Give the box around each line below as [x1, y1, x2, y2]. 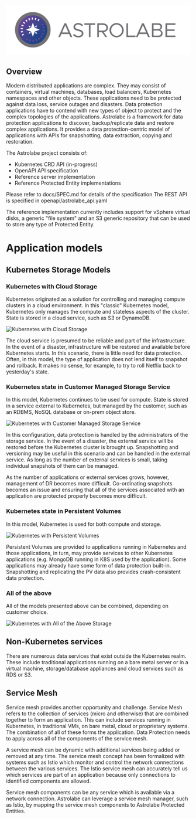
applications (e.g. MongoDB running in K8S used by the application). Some [6, 556, 187, 563]
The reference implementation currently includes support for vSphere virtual [6, 209, 190, 216]
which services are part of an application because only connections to [6, 771, 176, 778]
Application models [6, 242, 103, 255]
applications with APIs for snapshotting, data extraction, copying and [6, 132, 173, 139]
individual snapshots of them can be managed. [6, 463, 119, 470]
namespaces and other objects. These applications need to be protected [6, 94, 181, 101]
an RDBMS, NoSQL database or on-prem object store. [6, 409, 136, 416]
